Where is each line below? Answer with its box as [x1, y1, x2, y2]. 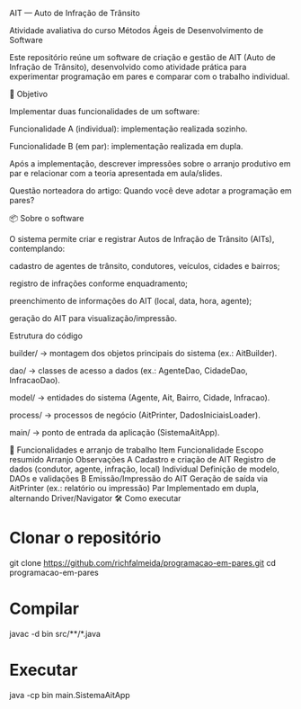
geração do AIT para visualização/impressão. [9, 313, 178, 323]
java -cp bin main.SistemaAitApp [9, 689, 130, 700]
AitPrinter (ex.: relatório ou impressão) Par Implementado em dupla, [9, 483, 259, 493]
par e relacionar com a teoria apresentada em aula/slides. [9, 168, 223, 178]
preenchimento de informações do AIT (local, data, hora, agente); [9, 296, 252, 306]
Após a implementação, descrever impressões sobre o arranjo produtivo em [9, 158, 291, 169]
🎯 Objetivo [9, 89, 48, 99]
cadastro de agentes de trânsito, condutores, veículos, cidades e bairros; [9, 261, 280, 271]
